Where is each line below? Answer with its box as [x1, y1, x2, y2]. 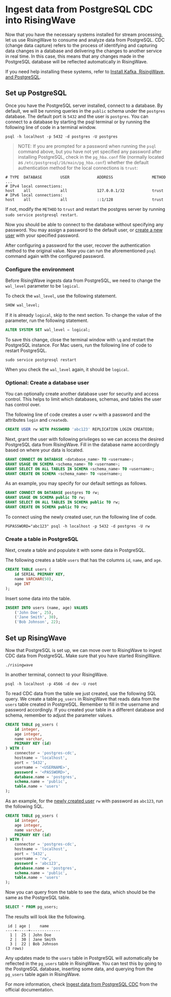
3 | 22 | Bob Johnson [10, 942, 58, 947]
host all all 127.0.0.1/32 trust [5, 188, 164, 193]
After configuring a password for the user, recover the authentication [5, 242, 151, 248]
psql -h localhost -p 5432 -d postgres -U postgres [5, 134, 118, 139]
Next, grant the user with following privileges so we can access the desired [5, 436, 164, 442]
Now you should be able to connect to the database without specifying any [5, 221, 164, 227]
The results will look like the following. [5, 914, 86, 920]
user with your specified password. [5, 232, 80, 239]
